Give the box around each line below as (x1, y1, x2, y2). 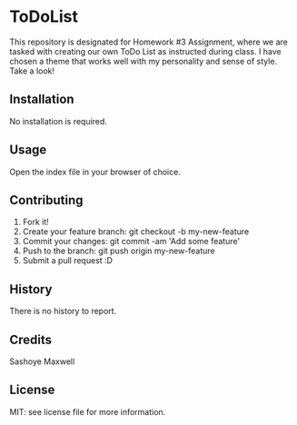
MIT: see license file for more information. (9, 406, 166, 417)
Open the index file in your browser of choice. (9, 166, 182, 177)
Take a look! (9, 65, 55, 76)
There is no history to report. (9, 306, 117, 317)
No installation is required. (9, 115, 107, 126)
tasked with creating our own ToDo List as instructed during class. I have (9, 45, 282, 56)
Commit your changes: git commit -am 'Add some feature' (22, 236, 241, 247)
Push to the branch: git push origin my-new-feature (22, 245, 215, 256)
